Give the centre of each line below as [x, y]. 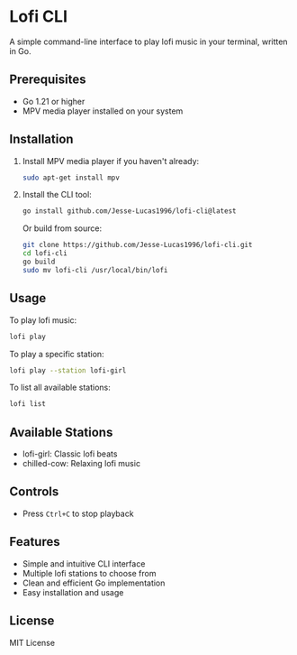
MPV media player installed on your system [103, 111]
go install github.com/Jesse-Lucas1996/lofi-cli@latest [129, 211]
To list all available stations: [60, 387]
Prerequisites [48, 80]
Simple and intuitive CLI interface [84, 563]
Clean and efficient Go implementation [94, 583]
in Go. [20, 51]
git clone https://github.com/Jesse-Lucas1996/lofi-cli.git [137, 245]
